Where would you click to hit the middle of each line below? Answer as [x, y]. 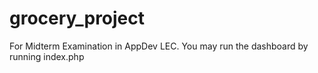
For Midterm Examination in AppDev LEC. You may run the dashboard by [159, 46]
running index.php [47, 56]
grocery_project [77, 18]
